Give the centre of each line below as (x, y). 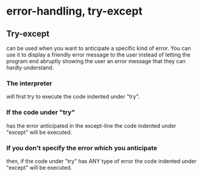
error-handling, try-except (75, 11)
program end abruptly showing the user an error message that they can (96, 61)
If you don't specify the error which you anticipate (82, 148)
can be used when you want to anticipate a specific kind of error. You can (99, 48)
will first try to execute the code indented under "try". (73, 97)
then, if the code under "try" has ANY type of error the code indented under (101, 161)
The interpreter (30, 83)
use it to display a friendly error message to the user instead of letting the (98, 55)
